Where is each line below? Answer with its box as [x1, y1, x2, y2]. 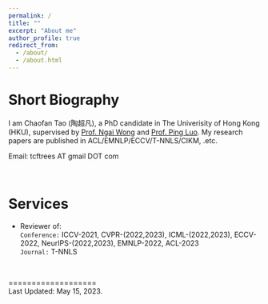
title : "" [8, 19, 42, 27]
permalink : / [8, 11, 52, 20]
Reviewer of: [19, 221, 62, 230]
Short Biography [8, 91, 120, 109]
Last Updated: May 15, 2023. [8, 286, 103, 296]
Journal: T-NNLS [19, 246, 78, 256]
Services [8, 195, 70, 213]
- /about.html [15, 57, 62, 65]
